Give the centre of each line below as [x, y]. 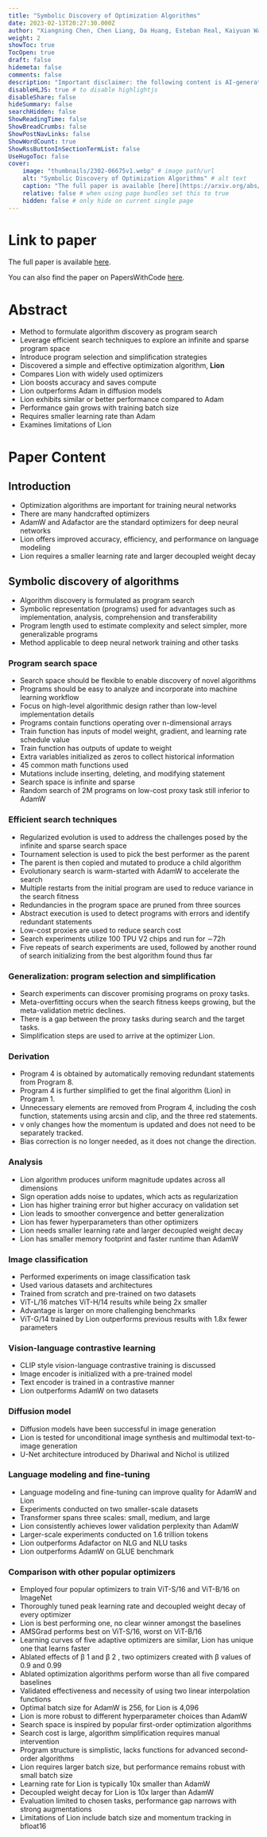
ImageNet [36, 1598]
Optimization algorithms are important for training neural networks [128, 506]
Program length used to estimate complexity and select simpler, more [133, 626]
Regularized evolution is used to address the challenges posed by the [133, 837]
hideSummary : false [41, 104]
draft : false [30, 61]
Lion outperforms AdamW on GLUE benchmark [97, 1551]
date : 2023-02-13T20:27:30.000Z [62, 23]
